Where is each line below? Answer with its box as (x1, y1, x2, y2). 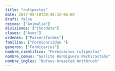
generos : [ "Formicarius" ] (5, 44, 59, 49)
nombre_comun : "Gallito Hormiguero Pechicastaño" (5, 53, 111, 59)
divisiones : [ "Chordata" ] (5, 26, 59, 31)
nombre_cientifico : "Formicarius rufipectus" (5, 49, 101, 54)
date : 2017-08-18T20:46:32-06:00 (5, 12, 75, 17)
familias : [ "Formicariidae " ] (5, 40, 68, 45)
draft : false (5, 16, 32, 21)
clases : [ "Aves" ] (5, 30, 41, 35)
